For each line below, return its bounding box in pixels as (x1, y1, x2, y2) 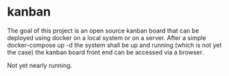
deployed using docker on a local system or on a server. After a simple (7, 33, 206, 41)
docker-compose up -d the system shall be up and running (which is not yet (7, 41, 222, 49)
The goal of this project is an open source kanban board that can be (7, 26, 200, 35)
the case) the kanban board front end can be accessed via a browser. (7, 48, 204, 56)
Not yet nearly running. (7, 61, 73, 69)
